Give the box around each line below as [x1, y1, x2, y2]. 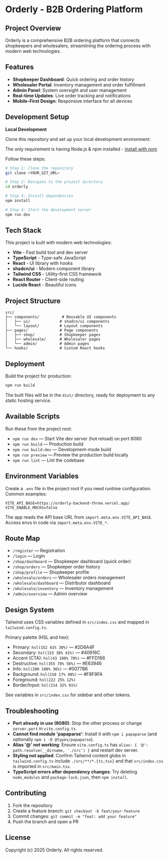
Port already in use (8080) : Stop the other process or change [12, 720, 142, 726]
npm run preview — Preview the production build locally [12, 452, 129, 458]
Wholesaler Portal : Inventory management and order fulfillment [12, 81, 146, 87]
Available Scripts [5, 412, 60, 421]
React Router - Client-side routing [12, 276, 84, 283]
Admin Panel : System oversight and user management [12, 87, 127, 93]
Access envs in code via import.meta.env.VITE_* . [5, 519, 109, 525]
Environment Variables [5, 472, 79, 481]
